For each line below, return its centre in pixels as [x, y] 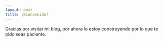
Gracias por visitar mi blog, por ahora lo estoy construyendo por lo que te [82, 28]
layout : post [19, 10]
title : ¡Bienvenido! [27, 14]
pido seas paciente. [26, 34]
